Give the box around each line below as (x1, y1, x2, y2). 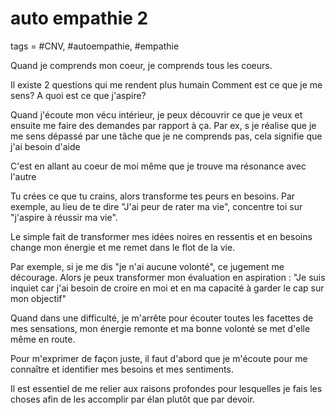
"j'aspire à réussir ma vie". (10, 211, 118, 223)
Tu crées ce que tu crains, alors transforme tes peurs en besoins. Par (10, 190, 296, 202)
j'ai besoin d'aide (10, 140, 81, 152)
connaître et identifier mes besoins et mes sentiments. (10, 363, 234, 375)
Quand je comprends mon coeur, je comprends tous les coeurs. (10, 59, 273, 71)
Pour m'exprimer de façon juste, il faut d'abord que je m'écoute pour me (10, 352, 308, 364)
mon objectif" (10, 292, 67, 304)
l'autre (10, 170, 37, 182)
